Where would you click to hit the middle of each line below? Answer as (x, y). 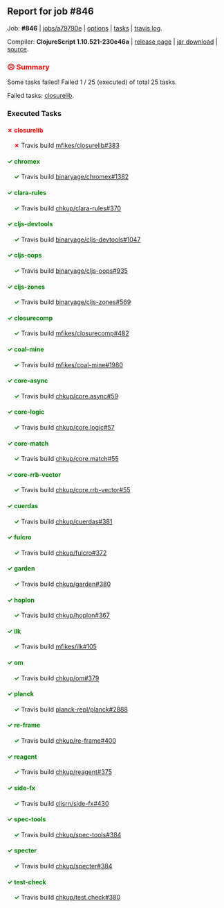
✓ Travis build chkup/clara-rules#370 (67, 208)
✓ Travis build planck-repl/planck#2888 (71, 709)
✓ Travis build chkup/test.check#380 (67, 898)
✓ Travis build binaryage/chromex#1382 (71, 177)
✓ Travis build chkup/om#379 (56, 678)
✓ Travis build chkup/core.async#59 (66, 396)
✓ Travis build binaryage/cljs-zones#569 (72, 302)
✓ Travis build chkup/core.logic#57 (64, 428)
